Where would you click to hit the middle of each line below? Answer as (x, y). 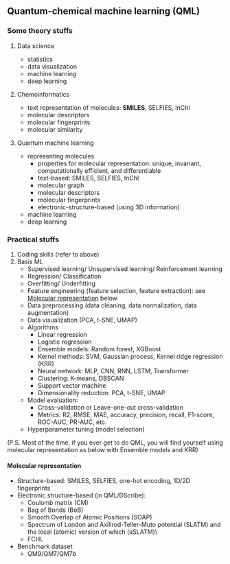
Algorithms (43, 327)
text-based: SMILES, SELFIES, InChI (88, 178)
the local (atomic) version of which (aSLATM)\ (92, 532)
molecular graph (61, 185)
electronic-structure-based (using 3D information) (108, 207)
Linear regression (62, 334)
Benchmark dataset (45, 547)
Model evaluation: (53, 400)
